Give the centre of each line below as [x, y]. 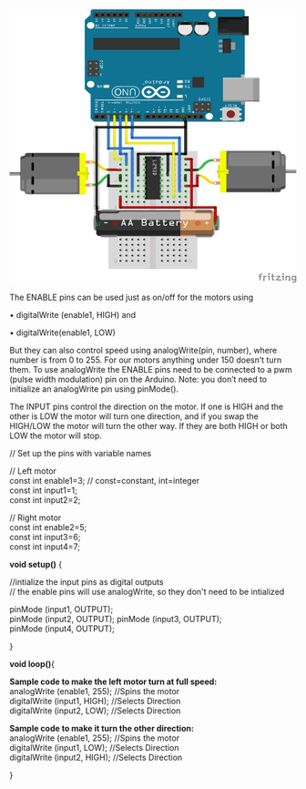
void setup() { [36, 564]
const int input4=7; [45, 547]
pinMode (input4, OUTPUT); [62, 629]
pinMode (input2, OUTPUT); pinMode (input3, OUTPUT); [116, 619]
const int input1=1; [43, 490]
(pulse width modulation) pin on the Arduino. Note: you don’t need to [138, 379]
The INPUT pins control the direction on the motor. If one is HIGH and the [147, 406]
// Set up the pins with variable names [81, 453]
